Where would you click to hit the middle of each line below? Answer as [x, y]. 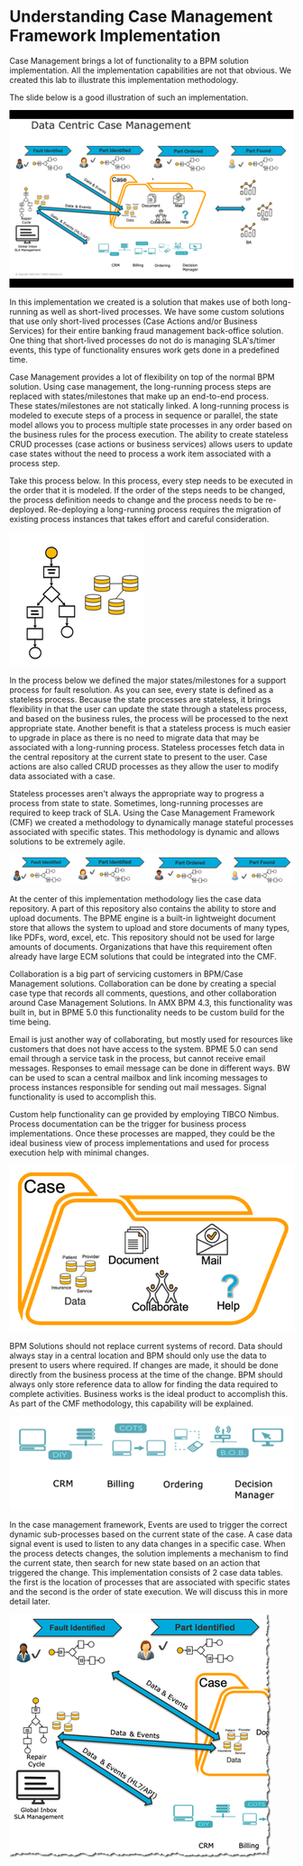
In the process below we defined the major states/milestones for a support [148, 680]
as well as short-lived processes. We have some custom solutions [162, 311]
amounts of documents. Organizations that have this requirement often [141, 947]
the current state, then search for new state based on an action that [135, 1563]
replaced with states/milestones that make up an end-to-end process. [139, 396]
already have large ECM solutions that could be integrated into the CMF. [143, 957]
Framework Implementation [115, 36]
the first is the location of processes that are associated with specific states [150, 1582]
